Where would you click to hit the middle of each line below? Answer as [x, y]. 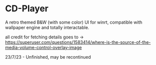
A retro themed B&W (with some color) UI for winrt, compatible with [74, 22]
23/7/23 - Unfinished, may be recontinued [48, 57]
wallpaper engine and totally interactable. [47, 27]
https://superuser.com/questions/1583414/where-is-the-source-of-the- [78, 42]
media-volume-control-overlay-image [44, 47]
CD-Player [27, 9]
